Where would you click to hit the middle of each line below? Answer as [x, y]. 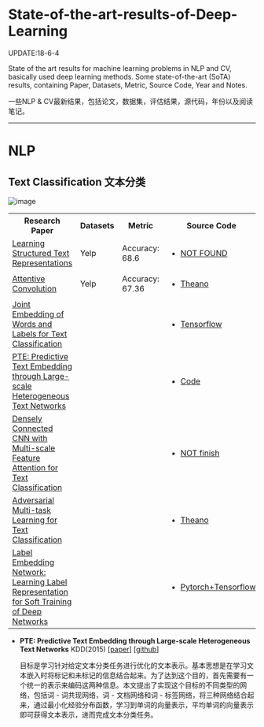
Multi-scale [34, 448]
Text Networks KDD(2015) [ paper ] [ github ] [89, 649]
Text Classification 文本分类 [77, 182]
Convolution [35, 288]
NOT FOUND [204, 253]
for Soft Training [42, 602]
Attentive [29, 279]
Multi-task [32, 510]
